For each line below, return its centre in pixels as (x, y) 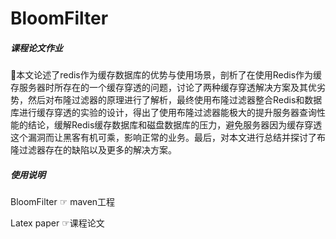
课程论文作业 (36, 48)
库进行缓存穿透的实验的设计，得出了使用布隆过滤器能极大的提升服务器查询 (163, 113)
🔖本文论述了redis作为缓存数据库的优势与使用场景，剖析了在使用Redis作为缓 (166, 75)
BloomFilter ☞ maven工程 (63, 202)
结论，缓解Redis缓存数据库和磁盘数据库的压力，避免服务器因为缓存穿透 (175, 125)
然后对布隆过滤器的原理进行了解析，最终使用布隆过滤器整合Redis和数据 (175, 100)
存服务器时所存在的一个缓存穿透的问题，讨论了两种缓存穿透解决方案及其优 (163, 88)
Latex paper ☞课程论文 (57, 223)
